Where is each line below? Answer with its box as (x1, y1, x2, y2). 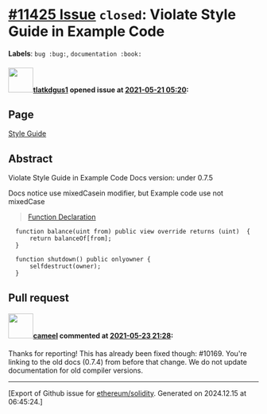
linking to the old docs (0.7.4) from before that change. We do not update (8, 357, 248, 366)
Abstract (8, 152, 53, 165)
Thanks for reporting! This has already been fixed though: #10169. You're (8, 348, 248, 358)
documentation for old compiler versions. (8, 366, 143, 375)
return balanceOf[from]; (29, 234, 112, 243)
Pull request (8, 291, 69, 304)
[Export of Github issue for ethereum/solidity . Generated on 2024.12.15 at (8, 388, 247, 398)
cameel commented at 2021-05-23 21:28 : (33, 331, 173, 341)
